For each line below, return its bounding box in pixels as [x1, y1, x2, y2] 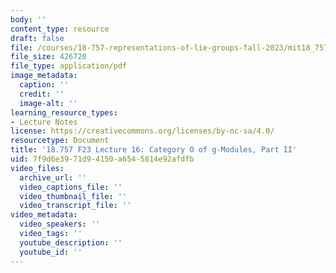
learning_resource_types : [10, 107, 118, 118]
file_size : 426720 [10, 52, 87, 62]
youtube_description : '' [19, 237, 123, 248]
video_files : [10, 163, 65, 173]
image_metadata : [10, 71, 78, 81]
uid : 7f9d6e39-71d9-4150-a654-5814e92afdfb [10, 154, 195, 164]
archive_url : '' [19, 172, 87, 183]
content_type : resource [10, 24, 110, 34]
